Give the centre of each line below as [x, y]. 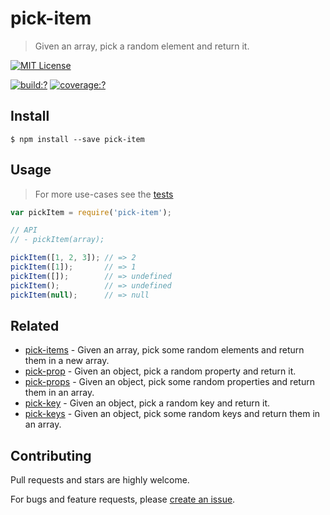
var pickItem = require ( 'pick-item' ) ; [91, 212]
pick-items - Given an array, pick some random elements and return [164, 350]
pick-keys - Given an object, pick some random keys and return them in [172, 414]
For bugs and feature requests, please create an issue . [123, 499]
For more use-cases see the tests [104, 194]
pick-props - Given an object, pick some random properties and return [169, 382]
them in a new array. [67, 361]
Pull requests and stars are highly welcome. [100, 480]
